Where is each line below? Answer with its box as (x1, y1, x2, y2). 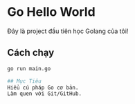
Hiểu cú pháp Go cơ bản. (7, 84, 79, 91)
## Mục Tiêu (7, 77, 42, 85)
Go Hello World (7, 4, 96, 20)
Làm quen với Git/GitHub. (7, 90, 82, 97)
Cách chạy (7, 47, 55, 59)
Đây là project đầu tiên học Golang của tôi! (7, 27, 129, 35)
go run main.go (7, 65, 51, 72)
